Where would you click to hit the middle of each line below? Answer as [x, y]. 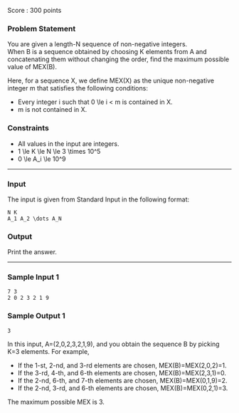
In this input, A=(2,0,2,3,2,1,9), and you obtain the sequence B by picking [113, 344]
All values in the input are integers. [68, 143]
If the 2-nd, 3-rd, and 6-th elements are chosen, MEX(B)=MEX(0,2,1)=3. [123, 388]
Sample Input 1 [33, 277]
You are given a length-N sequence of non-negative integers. [97, 44]
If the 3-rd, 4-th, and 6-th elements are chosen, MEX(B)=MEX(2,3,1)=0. [122, 372]
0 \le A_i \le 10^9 [42, 159]
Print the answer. [32, 252]
